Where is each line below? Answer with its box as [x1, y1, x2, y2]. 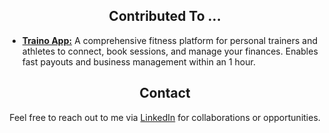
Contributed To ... [108, 8, 222, 25]
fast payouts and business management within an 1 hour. [21, 55, 256, 68]
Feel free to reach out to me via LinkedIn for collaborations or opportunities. [9, 111, 321, 123]
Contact [139, 85, 191, 102]
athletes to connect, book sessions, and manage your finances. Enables [21, 45, 319, 57]
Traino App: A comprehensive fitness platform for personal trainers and [21, 34, 319, 46]
